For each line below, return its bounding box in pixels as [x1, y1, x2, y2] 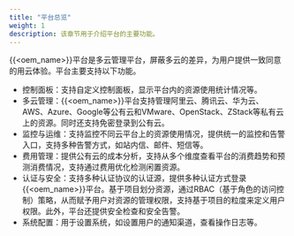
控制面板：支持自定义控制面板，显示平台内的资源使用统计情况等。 [21, 85, 262, 95]
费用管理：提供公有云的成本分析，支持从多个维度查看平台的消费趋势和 [21, 151, 278, 162]
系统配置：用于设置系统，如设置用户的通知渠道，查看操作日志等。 [21, 217, 262, 228]
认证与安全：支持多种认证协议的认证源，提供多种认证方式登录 [21, 173, 247, 184]
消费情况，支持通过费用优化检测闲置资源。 [29, 162, 185, 172]
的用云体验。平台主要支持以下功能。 [9, 65, 141, 76]
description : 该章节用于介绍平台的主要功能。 [9, 29, 160, 38]
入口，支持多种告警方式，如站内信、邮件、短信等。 [21, 140, 208, 150]
